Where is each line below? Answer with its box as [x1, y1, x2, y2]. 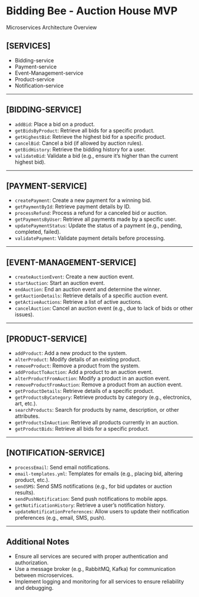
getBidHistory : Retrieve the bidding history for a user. [14, 145, 146, 153]
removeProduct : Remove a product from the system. [14, 362, 140, 369]
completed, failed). [14, 228, 61, 236]
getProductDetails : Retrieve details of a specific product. [14, 388, 155, 394]
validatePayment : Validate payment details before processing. [14, 234, 165, 242]
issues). [14, 311, 34, 318]
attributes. [14, 412, 40, 420]
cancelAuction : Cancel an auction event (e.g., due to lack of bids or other [14, 304, 193, 312]
